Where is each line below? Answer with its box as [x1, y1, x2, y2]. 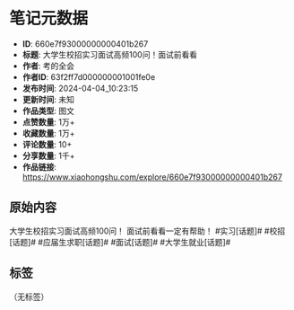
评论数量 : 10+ [22, 138, 73, 149]
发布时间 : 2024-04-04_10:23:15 [22, 83, 139, 93]
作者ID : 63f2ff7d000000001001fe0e [22, 71, 156, 82]
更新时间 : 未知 [22, 93, 74, 104]
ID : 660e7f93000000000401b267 [22, 38, 149, 49]
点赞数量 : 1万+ [22, 116, 75, 127]
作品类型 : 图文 [22, 105, 74, 116]
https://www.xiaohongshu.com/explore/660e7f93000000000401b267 [22, 172, 282, 182]
